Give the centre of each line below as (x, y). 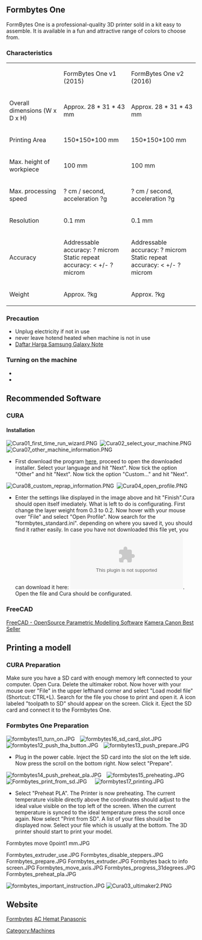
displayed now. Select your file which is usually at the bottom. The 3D (101, 825)
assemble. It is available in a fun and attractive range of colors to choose (96, 31)
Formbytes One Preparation (47, 725)
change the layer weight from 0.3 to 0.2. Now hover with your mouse (100, 510)
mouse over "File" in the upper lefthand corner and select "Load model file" (100, 691)
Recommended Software (54, 399)
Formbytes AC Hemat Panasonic (47, 919)
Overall (19, 103)
